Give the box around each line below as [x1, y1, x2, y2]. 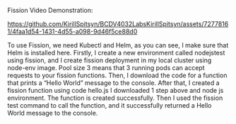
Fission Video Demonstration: [7, 6, 93, 14]
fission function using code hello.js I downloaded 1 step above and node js [7, 86, 224, 94]
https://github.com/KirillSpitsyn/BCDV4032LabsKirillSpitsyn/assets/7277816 [7, 20, 229, 28]
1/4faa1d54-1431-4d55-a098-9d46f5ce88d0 [7, 28, 138, 35]
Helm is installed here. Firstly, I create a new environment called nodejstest [7, 49, 225, 57]
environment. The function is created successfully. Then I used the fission [7, 94, 223, 102]
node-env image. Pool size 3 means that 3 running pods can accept [7, 64, 205, 72]
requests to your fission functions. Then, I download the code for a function [7, 71, 228, 79]
